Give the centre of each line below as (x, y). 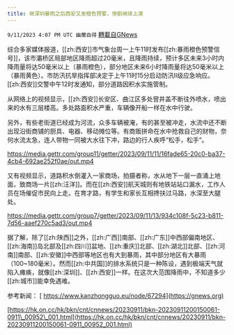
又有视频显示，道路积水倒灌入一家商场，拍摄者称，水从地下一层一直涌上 (111, 176)
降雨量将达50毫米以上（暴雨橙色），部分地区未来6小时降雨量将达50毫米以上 (116, 66)
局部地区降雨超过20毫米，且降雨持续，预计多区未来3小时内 (140, 58)
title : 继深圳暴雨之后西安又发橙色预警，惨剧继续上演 (75, 14)
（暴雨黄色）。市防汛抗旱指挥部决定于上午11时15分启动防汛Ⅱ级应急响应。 (110, 75)
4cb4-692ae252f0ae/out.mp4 (50, 161)
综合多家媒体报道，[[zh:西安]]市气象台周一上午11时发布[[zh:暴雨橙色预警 (111, 49)
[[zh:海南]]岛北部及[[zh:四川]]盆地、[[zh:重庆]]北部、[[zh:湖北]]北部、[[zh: (113, 246)
